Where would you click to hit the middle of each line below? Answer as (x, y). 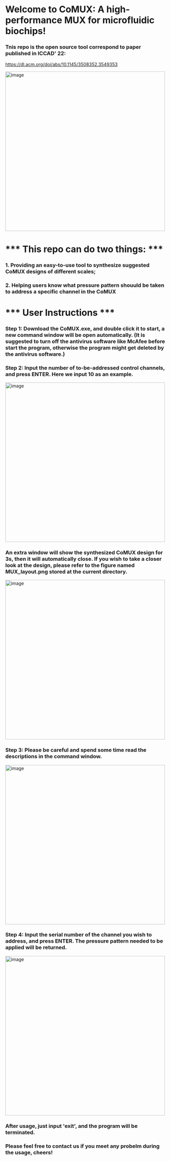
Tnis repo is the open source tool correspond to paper (73, 47)
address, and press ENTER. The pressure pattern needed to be (84, 941)
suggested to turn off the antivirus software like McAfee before (85, 341)
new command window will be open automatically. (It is (75, 335)
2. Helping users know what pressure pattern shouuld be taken (85, 285)
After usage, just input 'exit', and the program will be (71, 1126)
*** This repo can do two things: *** (84, 249)
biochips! (26, 31)
